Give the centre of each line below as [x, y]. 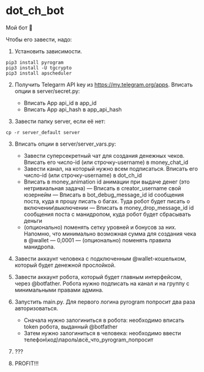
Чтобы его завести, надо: [39, 39]
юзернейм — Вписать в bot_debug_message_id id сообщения [104, 195]
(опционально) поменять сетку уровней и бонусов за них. [100, 227]
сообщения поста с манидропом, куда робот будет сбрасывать [107, 214]
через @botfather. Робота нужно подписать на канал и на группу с [102, 283]
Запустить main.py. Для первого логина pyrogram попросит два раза [105, 302]
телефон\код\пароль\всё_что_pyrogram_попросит [89, 340]
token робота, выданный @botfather [70, 326]
